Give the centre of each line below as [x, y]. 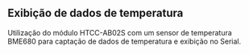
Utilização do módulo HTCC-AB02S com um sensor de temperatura [120, 32]
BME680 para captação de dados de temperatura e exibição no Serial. [124, 41]
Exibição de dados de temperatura [95, 13]
